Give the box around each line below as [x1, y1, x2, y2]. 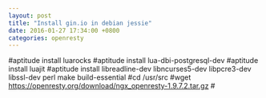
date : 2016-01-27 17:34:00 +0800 [8, 26, 120, 34]
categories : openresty [8, 33, 84, 42]
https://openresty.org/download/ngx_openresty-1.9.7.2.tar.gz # [8, 81, 216, 91]
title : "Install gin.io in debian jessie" [8, 19, 152, 27]
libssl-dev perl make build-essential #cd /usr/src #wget [8, 73, 191, 82]
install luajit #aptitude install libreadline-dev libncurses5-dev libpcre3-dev [8, 65, 252, 74]
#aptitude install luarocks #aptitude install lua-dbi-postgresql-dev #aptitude [8, 56, 259, 65]
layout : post [8, 11, 52, 20]
